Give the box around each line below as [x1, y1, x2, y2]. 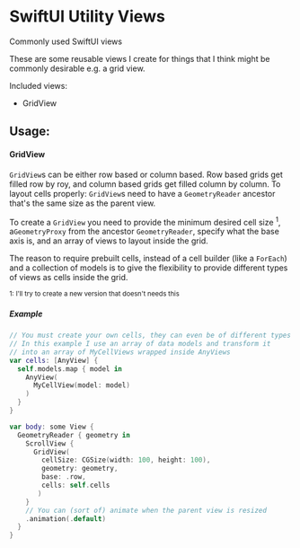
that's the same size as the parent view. [9, 198, 156, 208]
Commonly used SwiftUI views [9, 36, 123, 47]
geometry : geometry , [41, 464, 119, 473]
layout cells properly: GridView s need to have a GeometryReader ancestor [9, 188, 276, 199]
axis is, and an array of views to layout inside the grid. [9, 235, 208, 246]
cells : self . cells [41, 481, 110, 491]
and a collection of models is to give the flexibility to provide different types [9, 262, 288, 273]
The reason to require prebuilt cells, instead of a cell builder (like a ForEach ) [9, 253, 287, 264]
